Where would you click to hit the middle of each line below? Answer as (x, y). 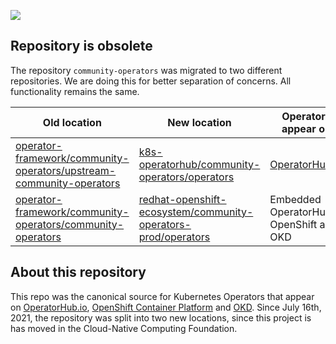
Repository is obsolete (81, 46)
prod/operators (174, 237)
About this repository (78, 272)
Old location (72, 122)
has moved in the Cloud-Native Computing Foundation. (124, 328)
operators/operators (186, 177)
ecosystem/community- (196, 212)
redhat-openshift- (182, 199)
